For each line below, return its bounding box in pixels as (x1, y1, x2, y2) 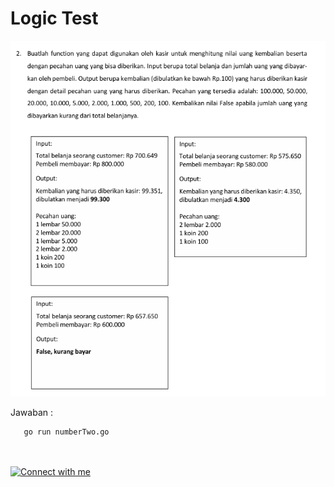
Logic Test (10, 7, 99, 30)
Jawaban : (10, 406, 53, 418)
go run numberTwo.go (23, 427, 110, 437)
